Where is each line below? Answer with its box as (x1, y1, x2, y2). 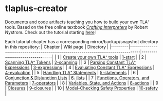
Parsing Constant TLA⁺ (90, 59, 136, 65)
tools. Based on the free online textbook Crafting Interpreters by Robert (5, 24, 148, 30)
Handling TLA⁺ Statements (43, 69, 96, 75)
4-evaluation (5, 69, 31, 75)
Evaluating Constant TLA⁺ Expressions (74, 64, 152, 70)
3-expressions (33, 64, 62, 70)
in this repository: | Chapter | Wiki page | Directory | (5, 44, 109, 50)
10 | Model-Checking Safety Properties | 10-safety (57, 85, 158, 91)
